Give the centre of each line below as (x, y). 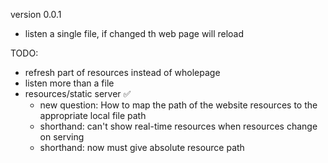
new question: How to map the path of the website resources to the (178, 105)
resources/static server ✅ (78, 93)
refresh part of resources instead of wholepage (122, 72)
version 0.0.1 (36, 14)
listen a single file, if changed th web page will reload (134, 33)
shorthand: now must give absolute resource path (142, 147)
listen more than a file (69, 83)
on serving (62, 137)
